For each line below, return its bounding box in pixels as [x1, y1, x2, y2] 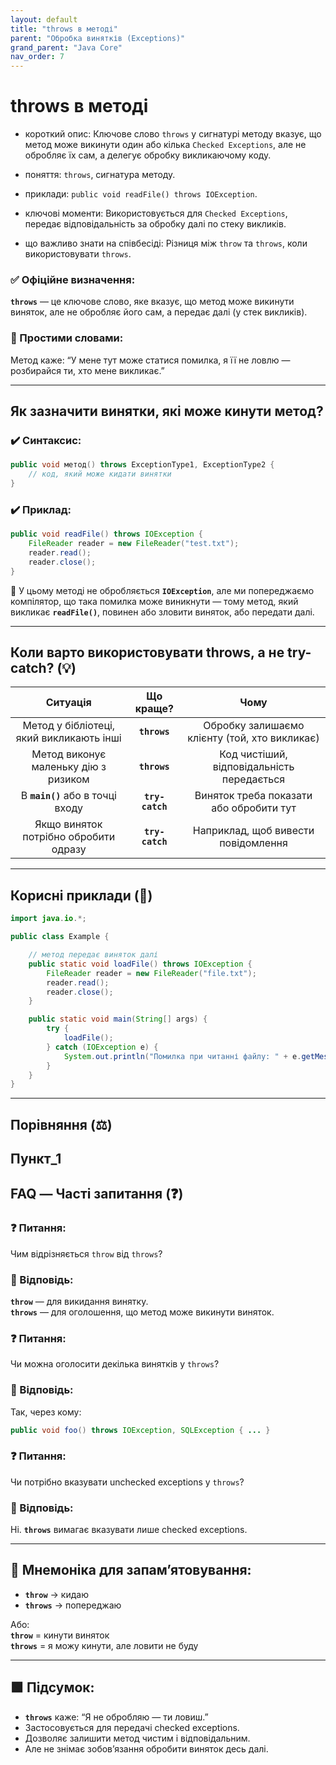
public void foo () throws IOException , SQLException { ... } [10, 1425, 271, 1435]
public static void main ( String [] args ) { [28, 1014, 208, 1025]
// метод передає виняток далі [28, 950, 159, 960]
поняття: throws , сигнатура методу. [24, 169, 176, 181]
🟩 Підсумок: [10, 1679, 95, 1696]
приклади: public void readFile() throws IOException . [24, 188, 258, 200]
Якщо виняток [34, 817, 103, 831]
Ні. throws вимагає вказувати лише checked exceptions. [10, 1524, 248, 1536]
